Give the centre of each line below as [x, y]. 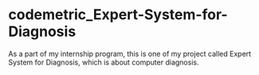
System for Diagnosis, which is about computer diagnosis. [104, 62]
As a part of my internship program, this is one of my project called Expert [130, 53]
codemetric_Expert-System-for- [118, 15]
